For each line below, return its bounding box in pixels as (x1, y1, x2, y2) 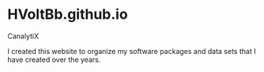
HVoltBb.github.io (7, 5, 128, 23)
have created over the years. (7, 55, 101, 64)
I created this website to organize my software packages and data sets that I (7, 46, 256, 56)
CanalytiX (7, 31, 40, 41)
